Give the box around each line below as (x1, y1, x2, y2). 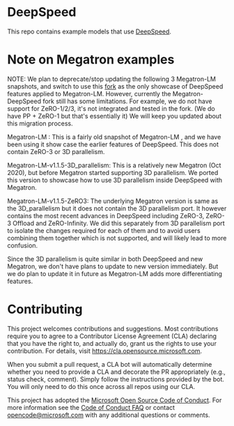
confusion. (7, 241, 38, 250)
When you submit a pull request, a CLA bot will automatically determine (7, 360, 212, 368)
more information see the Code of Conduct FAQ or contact (7, 403, 175, 411)
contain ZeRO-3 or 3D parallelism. (7, 147, 105, 155)
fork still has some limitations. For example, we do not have (42, 97, 212, 105)
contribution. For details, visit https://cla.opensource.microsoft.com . (7, 347, 203, 355)
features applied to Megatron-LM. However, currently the (7, 89, 171, 98)
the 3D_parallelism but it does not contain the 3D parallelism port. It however (7, 204, 227, 213)
